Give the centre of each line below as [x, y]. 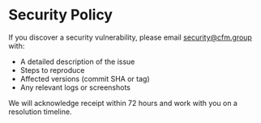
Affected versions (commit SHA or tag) [85, 78]
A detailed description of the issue [77, 61]
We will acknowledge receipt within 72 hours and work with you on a [123, 103]
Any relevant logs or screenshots [75, 87]
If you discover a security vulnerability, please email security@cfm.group [130, 37]
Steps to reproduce [52, 70]
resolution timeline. [40, 112]
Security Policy [61, 15]
